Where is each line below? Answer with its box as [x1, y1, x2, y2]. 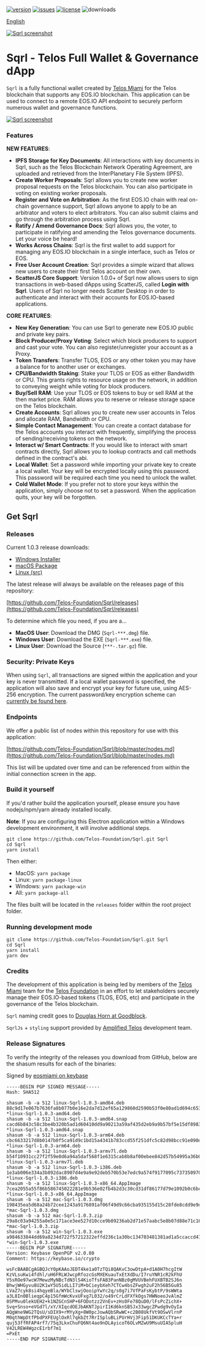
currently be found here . [6, 697, 68, 705]
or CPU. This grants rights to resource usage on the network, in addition [15, 376, 197, 383]
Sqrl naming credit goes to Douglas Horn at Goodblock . [6, 1012, 147, 1019]
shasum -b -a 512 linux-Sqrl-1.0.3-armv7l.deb [6, 1148, 128, 1154]
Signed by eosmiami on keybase [6, 1072, 88, 1079]
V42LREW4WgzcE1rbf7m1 [6, 1325, 62, 1331]
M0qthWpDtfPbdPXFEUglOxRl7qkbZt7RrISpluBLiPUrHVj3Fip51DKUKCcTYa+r [6, 1314, 183, 1321]
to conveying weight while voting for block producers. [15, 383, 152, 390]
